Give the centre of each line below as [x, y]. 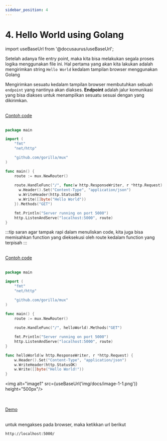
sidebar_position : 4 [27, 10]
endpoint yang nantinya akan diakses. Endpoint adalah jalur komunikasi [79, 90]
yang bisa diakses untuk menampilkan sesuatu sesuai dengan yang [75, 95]
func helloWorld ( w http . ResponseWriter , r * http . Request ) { [69, 355]
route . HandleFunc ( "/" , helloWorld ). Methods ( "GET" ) [68, 328]
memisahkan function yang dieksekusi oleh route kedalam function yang [80, 238]
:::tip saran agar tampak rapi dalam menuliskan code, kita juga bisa [74, 232]
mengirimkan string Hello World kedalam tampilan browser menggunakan [81, 69]
